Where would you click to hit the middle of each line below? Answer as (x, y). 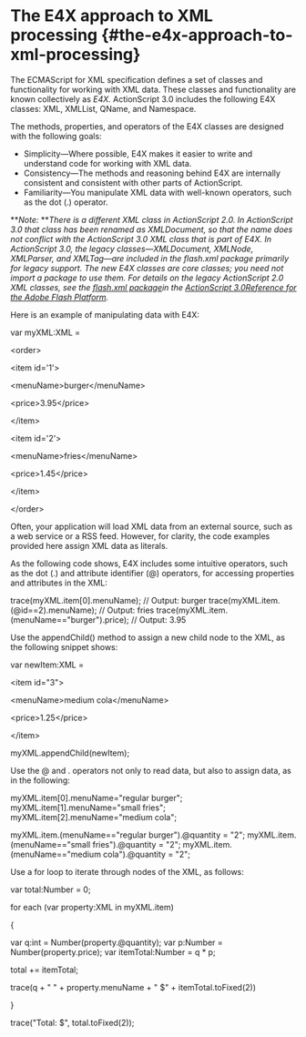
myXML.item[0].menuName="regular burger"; (97, 798)
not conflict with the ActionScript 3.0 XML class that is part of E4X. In (141, 239)
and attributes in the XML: (59, 583)
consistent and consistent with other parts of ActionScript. (133, 182)
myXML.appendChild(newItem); (70, 753)
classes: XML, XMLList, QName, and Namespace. (103, 108)
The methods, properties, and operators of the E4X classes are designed (148, 126)
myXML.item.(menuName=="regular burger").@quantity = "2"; (127, 835)
